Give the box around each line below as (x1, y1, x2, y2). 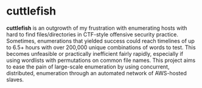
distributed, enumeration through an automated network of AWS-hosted (6, 69, 187, 76)
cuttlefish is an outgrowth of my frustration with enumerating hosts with (6, 24, 187, 32)
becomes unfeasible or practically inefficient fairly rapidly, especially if (6, 50, 184, 57)
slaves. (6, 76, 24, 83)
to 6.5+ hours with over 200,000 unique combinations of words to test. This (6, 44, 196, 51)
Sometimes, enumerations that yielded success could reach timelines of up (6, 37, 195, 44)
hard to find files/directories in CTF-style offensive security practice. (6, 30, 178, 38)
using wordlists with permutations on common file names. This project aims (6, 56, 196, 64)
